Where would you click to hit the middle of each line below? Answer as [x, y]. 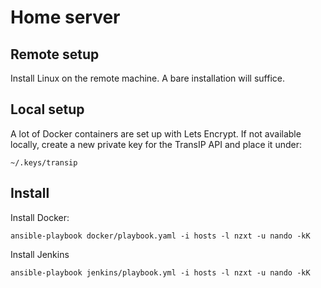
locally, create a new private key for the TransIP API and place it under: [156, 144]
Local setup [47, 109]
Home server [65, 17]
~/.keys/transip [44, 162]
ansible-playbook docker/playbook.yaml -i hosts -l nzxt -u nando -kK [160, 236]
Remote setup [55, 54]
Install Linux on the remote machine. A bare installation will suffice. [147, 78]
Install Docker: [40, 217]
